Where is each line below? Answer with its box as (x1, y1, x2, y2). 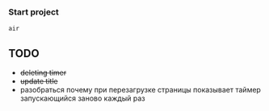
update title (19, 76, 58, 86)
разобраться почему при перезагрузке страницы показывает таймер (19, 85, 261, 95)
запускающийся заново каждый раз (19, 93, 145, 103)
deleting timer (19, 68, 67, 78)
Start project (8, 6, 59, 18)
